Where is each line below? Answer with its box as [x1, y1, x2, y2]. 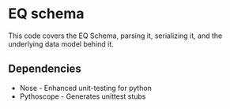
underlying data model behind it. [8, 39, 115, 48]
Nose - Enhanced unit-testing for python [19, 83, 153, 92]
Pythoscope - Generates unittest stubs [19, 92, 146, 101]
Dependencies [8, 62, 81, 76]
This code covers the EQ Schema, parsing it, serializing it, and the [8, 31, 223, 40]
